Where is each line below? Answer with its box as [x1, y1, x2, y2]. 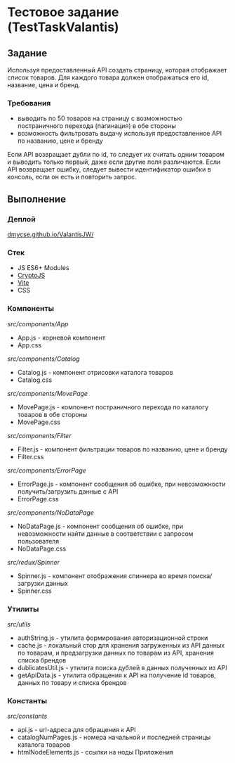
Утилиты [7, 604, 39, 614]
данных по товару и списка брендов [17, 678, 127, 686]
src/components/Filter [7, 431, 72, 440]
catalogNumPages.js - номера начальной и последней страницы [17, 733, 211, 742]
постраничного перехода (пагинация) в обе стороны [17, 122, 177, 130]
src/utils [7, 620, 31, 628]
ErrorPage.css [17, 494, 59, 503]
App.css [17, 340, 42, 349]
